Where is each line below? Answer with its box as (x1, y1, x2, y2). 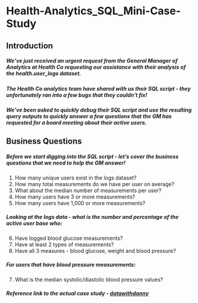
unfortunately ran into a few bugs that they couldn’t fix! (6, 91, 147, 98)
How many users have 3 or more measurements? (14, 193, 136, 200)
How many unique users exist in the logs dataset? (14, 174, 137, 181)
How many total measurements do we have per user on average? (14, 181, 175, 188)
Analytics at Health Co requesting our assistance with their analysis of (6, 64, 186, 71)
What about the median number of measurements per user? (14, 187, 162, 194)
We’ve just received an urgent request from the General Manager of (6, 57, 178, 64)
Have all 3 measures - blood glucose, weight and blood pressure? (14, 248, 177, 255)
